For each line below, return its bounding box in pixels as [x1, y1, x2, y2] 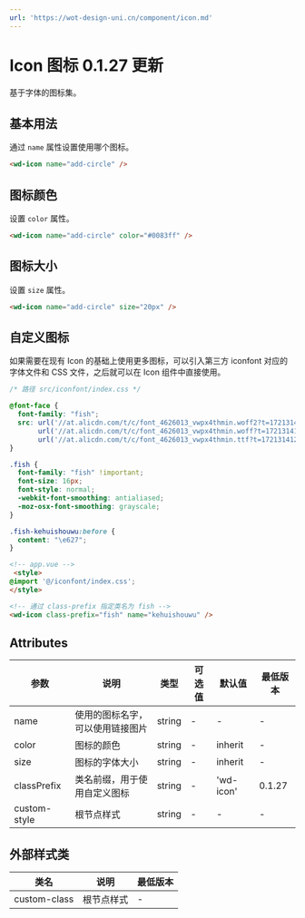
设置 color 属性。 [9, 213, 74, 224]
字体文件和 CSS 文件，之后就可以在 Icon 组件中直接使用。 [9, 366, 226, 377]
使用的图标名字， [74, 708, 148, 721]
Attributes [9, 635, 68, 650]
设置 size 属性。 [9, 284, 71, 295]
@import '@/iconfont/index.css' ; [9, 577, 136, 586]
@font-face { [9, 401, 59, 411]
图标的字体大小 [74, 757, 139, 769]
